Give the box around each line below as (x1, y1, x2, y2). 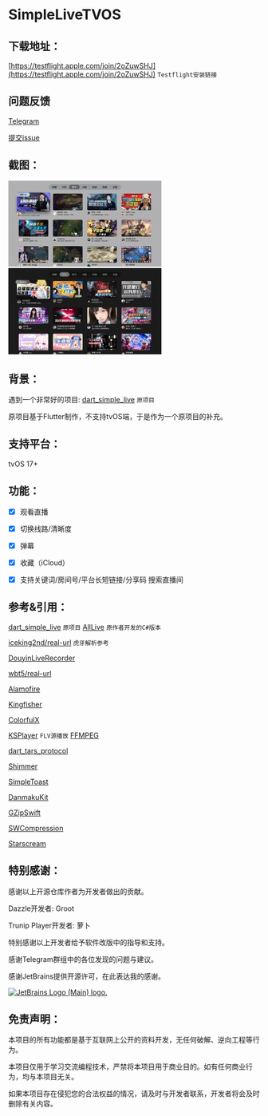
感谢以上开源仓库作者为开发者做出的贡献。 (8, 886, 148, 896)
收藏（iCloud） (19, 557, 70, 568)
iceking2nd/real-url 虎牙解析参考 (8, 637, 109, 647)
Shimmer (8, 761, 38, 771)
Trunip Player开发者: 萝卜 (8, 920, 91, 930)
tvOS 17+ (8, 459, 38, 469)
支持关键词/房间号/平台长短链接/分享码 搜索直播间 (19, 575, 183, 584)
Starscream (8, 838, 46, 848)
